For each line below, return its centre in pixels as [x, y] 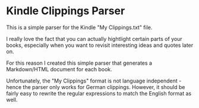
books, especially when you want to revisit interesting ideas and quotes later [100, 45]
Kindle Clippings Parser [66, 11]
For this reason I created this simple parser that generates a [79, 63]
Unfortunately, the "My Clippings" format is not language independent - [94, 81]
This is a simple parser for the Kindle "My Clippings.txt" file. [79, 27]
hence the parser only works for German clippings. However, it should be [96, 87]
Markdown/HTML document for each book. [59, 69]
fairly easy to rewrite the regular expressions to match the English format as [99, 93]
